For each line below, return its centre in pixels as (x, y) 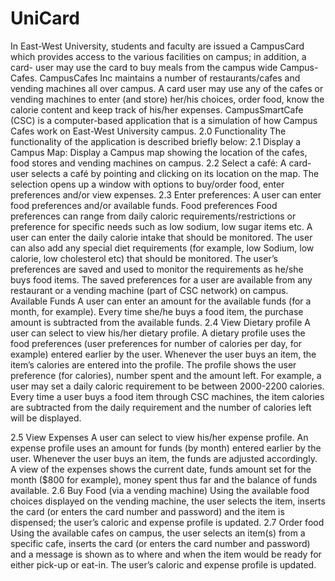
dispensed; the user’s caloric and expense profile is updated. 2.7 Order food (167, 522)
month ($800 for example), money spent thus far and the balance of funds (164, 479)
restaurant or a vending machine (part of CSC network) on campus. (149, 290)
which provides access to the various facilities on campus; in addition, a (158, 56)
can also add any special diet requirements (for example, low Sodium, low (162, 248)
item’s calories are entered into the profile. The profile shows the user (153, 364)
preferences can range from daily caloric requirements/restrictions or (153, 216)
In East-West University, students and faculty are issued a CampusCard (157, 46)
